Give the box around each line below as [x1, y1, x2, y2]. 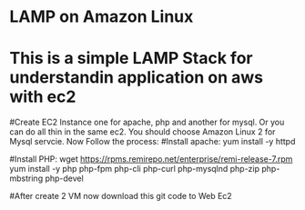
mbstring [9, 173, 44, 184]
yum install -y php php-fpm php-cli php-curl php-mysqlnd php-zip [9, 164, 260, 175]
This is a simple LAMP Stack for [9, 48, 253, 69]
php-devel [45, 173, 84, 184]
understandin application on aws [9, 67, 264, 88]
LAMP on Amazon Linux [9, 6, 194, 27]
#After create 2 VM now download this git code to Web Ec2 [9, 191, 232, 202]
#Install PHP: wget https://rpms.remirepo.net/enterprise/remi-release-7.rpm [9, 154, 293, 165]
